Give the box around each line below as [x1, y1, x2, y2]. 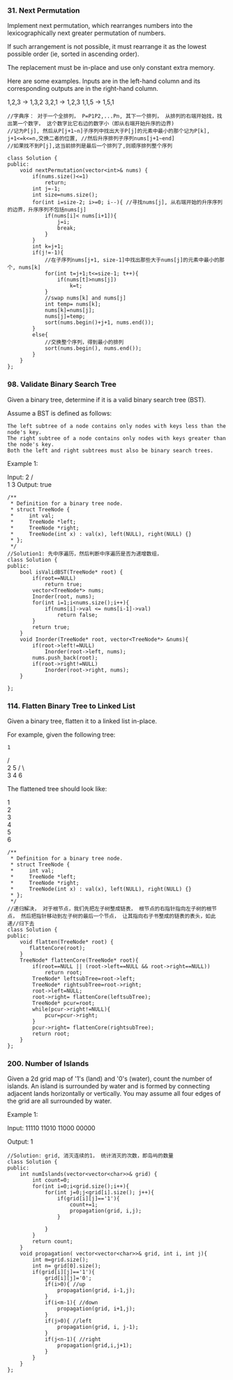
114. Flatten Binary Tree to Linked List [7, 701, 136, 711]
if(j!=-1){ [32, 249, 64, 257]
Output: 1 [7, 1137, 33, 1146]
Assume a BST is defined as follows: [7, 408, 112, 418]
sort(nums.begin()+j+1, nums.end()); [44, 319, 155, 327]
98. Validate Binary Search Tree [7, 380, 117, 390]
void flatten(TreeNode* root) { [20, 938, 114, 946]
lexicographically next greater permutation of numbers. [7, 29, 166, 37]
